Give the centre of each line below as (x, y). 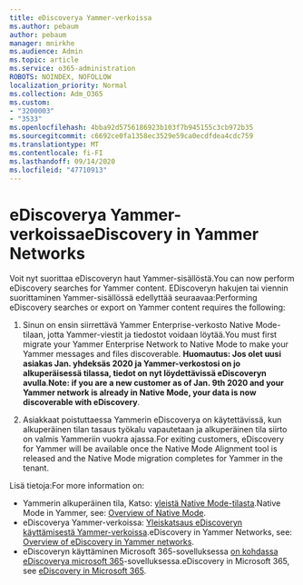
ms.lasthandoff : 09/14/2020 (63, 161)
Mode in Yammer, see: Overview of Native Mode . (114, 513)
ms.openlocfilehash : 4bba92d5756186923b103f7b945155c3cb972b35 (132, 128)
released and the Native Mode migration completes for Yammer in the (152, 459)
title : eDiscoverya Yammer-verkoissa (81, 18)
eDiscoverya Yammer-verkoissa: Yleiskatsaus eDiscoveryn (132, 522)
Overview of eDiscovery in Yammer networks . (108, 542)
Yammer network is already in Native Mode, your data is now (139, 392)
